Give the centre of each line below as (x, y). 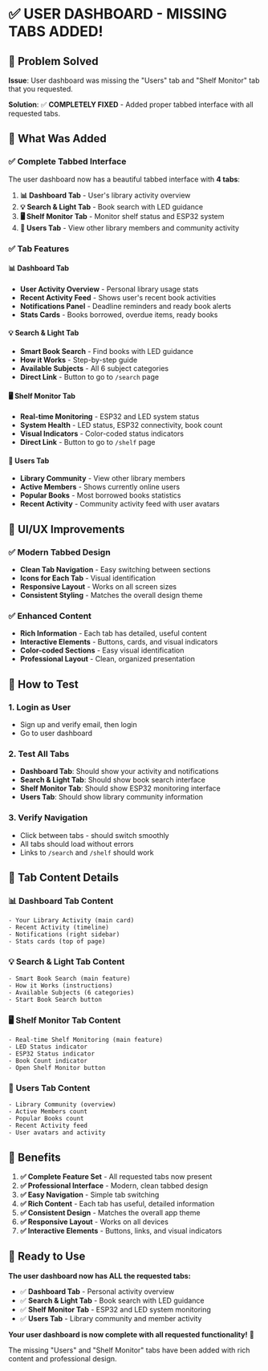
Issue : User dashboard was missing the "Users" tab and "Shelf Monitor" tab (134, 80)
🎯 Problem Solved (53, 61)
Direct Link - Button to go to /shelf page (87, 442)
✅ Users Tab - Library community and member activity (111, 1318)
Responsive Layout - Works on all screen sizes (98, 587)
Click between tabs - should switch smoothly (95, 835)
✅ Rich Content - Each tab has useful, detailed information (117, 1204)
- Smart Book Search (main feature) (69, 978)
